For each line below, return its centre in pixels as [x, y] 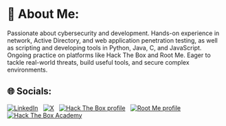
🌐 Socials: [30, 91]
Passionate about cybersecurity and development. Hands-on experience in [113, 33]
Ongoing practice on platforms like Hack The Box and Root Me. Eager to [109, 55]
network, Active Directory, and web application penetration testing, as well [112, 40]
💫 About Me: [43, 14]
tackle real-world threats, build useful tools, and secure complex [99, 62]
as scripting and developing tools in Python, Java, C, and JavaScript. [104, 48]
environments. [27, 70]
